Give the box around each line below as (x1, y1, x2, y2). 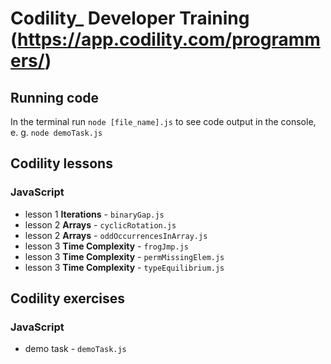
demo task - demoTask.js (24, 343, 127, 355)
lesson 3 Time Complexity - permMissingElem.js (24, 250, 225, 262)
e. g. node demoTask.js (10, 127, 103, 138)
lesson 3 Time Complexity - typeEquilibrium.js (24, 261, 225, 273)
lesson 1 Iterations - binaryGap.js (24, 208, 165, 220)
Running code (10, 89, 100, 106)
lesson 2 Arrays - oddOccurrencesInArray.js (24, 229, 208, 241)
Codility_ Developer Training (10, 7, 250, 30)
